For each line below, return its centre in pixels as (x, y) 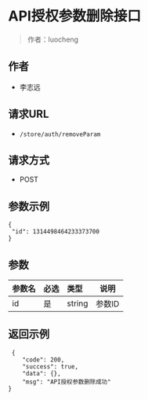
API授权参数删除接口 (74, 16)
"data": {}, (42, 373)
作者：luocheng (53, 39)
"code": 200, (43, 360)
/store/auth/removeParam (60, 134)
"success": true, (51, 366)
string (78, 303)
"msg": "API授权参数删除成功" (67, 382)
